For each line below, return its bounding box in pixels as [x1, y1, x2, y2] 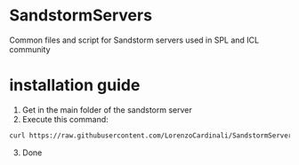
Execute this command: [21, 114, 109, 124]
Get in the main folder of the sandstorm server [21, 104, 193, 115]
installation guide [9, 75, 141, 96]
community [9, 43, 51, 54]
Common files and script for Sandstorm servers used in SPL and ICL [9, 35, 260, 45]
